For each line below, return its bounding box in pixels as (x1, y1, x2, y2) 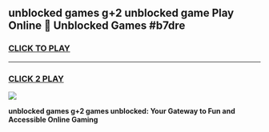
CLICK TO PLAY (8, 43, 70, 54)
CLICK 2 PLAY (8, 73, 64, 84)
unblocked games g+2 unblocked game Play (8, 6, 235, 20)
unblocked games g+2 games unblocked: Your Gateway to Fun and (8, 106, 236, 115)
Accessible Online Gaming (8, 114, 98, 124)
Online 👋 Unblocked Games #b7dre (8, 19, 186, 33)
